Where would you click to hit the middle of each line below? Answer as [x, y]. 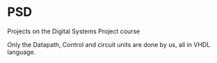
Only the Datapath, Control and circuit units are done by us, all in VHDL [109, 44]
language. [22, 52]
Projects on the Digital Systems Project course [74, 31]
